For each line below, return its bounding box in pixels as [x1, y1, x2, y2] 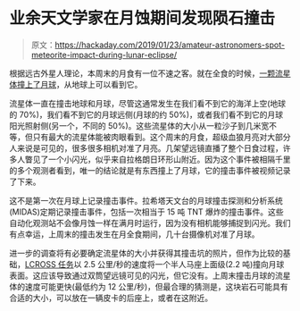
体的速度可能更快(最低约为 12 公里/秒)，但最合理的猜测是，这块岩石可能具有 [9, 281, 288, 291]
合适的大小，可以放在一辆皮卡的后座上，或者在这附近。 [9, 292, 212, 303]
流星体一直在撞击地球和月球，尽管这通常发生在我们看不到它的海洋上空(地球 [9, 97, 287, 108]
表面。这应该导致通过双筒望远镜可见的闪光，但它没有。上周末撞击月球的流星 [9, 270, 291, 281]
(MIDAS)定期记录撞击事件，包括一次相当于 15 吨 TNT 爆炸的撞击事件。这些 [9, 206, 284, 217]
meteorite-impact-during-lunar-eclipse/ [30, 49, 178, 60]
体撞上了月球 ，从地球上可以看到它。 [9, 79, 143, 89]
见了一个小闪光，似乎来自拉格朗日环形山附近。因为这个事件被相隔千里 [32, 154, 291, 164]
